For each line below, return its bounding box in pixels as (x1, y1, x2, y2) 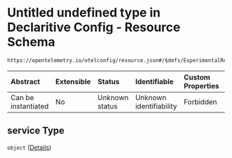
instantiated (10, 101, 49, 111)
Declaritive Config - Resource (7, 19, 181, 35)
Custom (184, 72, 211, 82)
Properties (184, 81, 220, 90)
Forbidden (184, 97, 217, 106)
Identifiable (135, 77, 174, 86)
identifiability (135, 101, 177, 111)
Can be (10, 92, 35, 102)
